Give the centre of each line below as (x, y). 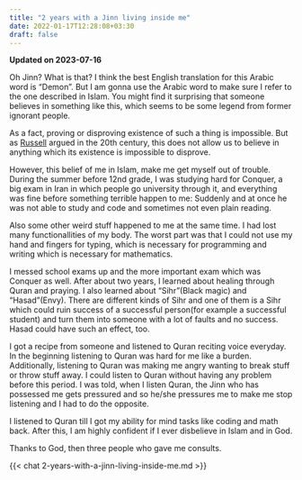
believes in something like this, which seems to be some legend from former (151, 106)
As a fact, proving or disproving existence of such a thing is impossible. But (149, 133)
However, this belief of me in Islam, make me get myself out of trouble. (140, 170)
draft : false (34, 34)
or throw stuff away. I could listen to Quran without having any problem (141, 376)
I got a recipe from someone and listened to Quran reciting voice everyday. (148, 347)
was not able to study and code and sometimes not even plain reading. (141, 208)
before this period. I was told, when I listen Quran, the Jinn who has (134, 385)
